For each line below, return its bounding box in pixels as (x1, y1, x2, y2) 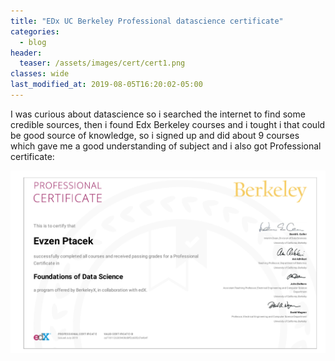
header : (10, 48, 43, 58)
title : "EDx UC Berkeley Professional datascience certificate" (10, 16, 284, 26)
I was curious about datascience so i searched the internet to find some (10, 108, 306, 120)
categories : (10, 26, 60, 37)
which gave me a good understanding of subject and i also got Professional (10, 140, 322, 152)
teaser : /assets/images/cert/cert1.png (19, 58, 186, 69)
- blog (19, 37, 47, 47)
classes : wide (10, 69, 70, 79)
